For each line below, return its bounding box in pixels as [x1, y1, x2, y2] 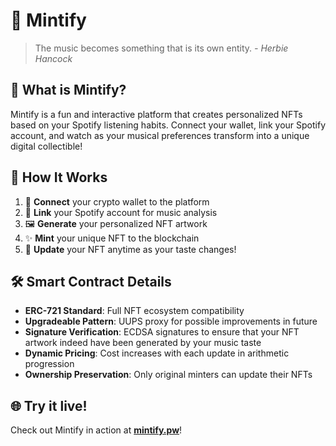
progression [24, 358, 75, 370]
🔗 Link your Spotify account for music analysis [24, 206, 218, 218]
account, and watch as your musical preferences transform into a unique [10, 129, 310, 141]
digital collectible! [10, 140, 83, 152]
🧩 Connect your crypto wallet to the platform [24, 195, 210, 208]
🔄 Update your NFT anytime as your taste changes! [24, 243, 237, 255]
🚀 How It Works [10, 169, 108, 186]
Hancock [34, 52, 73, 64]
